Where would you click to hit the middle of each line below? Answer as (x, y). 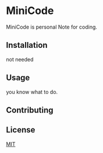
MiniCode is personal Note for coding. (52, 27)
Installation (27, 45)
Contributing (30, 110)
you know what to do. (32, 92)
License (21, 130)
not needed (20, 59)
